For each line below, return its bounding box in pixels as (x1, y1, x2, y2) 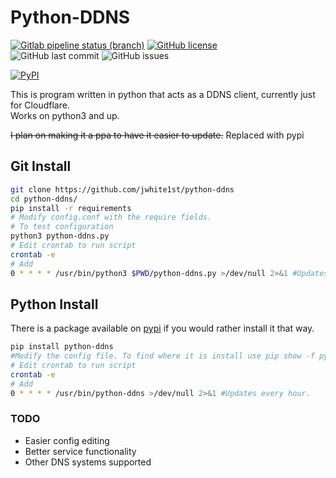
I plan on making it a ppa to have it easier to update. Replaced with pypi (10, 129, 305, 141)
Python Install (10, 296, 99, 313)
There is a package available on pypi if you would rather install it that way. (10, 322, 315, 335)
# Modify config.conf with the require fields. (10, 212, 213, 223)
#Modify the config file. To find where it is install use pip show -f (10, 351, 315, 361)
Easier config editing (24, 434, 110, 446)
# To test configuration (10, 222, 114, 232)
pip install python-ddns (10, 342, 114, 352)
